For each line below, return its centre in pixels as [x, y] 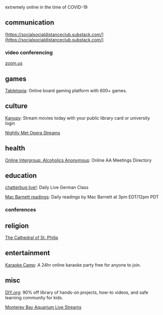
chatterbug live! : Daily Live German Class [47, 187]
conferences [21, 210]
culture [16, 106]
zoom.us [14, 63]
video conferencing [29, 52]
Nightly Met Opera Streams [33, 133]
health [15, 148]
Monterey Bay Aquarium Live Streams [43, 307]
